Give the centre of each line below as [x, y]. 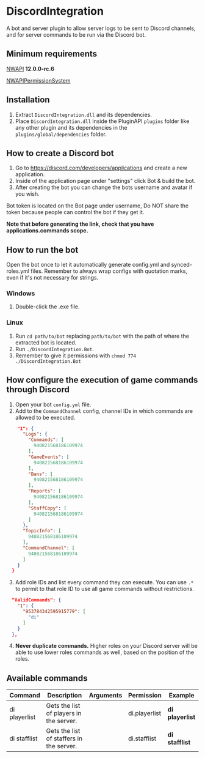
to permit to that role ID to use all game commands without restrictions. [104, 589]
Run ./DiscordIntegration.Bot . [55, 349]
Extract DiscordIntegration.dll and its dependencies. [84, 114]
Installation [28, 100]
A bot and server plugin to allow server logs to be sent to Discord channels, [101, 28]
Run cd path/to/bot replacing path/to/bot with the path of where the [102, 336]
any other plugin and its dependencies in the [71, 127]
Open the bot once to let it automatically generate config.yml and [88, 265]
